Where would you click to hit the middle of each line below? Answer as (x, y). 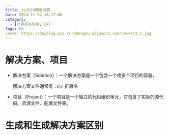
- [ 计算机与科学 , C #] (31, 24)
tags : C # (15, 29)
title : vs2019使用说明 (28, 10)
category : (16, 19)
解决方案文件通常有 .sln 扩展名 (45, 86)
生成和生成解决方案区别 (54, 126)
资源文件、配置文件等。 (46, 103)
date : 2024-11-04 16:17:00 (34, 15)
